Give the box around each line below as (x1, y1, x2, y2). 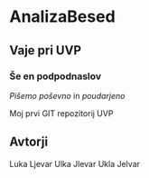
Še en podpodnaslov (9, 70, 102, 83)
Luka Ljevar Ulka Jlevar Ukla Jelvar (9, 158, 141, 169)
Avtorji (9, 134, 48, 150)
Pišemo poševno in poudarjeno (9, 90, 126, 101)
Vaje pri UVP (9, 43, 82, 58)
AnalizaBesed (9, 6, 116, 27)
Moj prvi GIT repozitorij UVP (9, 107, 114, 119)
